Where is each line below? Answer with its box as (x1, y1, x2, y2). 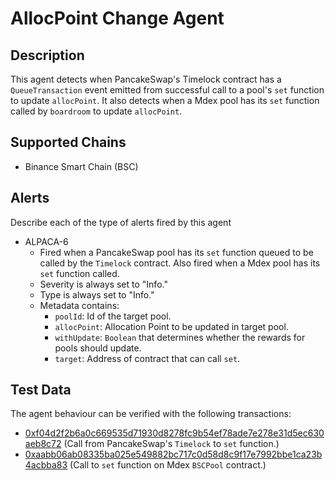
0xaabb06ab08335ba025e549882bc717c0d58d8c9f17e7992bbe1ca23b (24, 448, 323, 461)
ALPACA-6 (24, 235, 69, 247)
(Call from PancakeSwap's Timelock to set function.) (63, 438, 280, 450)
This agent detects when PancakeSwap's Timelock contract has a (10, 73, 282, 85)
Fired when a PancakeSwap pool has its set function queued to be (39, 246, 314, 258)
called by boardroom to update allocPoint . (10, 105, 183, 117)
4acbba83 (24, 459, 68, 471)
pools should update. (54, 342, 142, 354)
